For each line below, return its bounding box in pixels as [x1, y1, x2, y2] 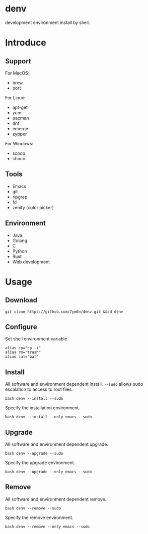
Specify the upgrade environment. [5, 460, 75, 466]
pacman [12, 115, 29, 121]
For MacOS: [5, 70, 30, 76]
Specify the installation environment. [5, 405, 80, 411]
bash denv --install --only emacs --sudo [5, 415, 92, 420]
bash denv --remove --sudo [5, 506, 61, 511]
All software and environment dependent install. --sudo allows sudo [5, 381, 143, 387]
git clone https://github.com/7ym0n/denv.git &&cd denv [5, 309, 123, 314]
